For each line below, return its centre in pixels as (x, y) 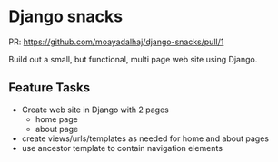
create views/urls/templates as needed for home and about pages (145, 138)
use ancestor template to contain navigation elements (122, 148)
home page (56, 119)
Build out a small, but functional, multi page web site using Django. (133, 59)
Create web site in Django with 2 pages (95, 110)
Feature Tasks (50, 88)
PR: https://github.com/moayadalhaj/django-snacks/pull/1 (116, 42)
